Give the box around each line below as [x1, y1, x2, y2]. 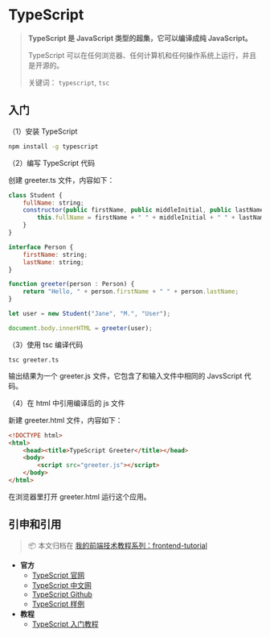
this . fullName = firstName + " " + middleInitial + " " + [37, 213, 235, 222]
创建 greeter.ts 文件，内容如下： [8, 175, 115, 184]
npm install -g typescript [8, 143, 99, 151]
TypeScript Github [31, 589, 92, 599]
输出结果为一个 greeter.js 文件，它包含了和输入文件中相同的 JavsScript [8, 370, 243, 380]
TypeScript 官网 [31, 570, 85, 580]
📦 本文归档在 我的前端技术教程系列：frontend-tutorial [27, 540, 207, 550]
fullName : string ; [22, 199, 84, 207]
